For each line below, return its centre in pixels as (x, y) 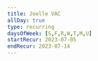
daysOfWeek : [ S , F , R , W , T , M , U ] (50, 33)
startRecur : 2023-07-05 (42, 40)
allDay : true (26, 20)
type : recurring (31, 27)
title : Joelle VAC (34, 14)
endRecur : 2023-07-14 (39, 46)
